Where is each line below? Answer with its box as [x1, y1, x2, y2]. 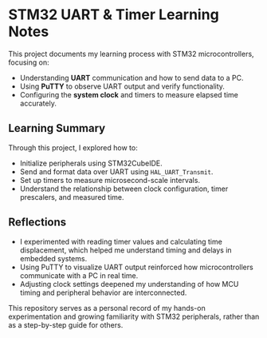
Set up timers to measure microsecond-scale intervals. [19, 175, 201, 185]
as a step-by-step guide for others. [8, 320, 124, 329]
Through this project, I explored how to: [8, 142, 138, 153]
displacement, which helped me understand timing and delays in [19, 245, 233, 255]
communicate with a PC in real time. [19, 270, 139, 280]
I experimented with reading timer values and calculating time [19, 237, 223, 246]
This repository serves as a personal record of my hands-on [8, 303, 206, 312]
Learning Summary [8, 121, 106, 135]
